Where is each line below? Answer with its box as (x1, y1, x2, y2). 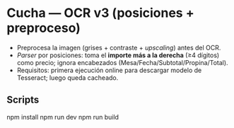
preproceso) (6, 20, 81, 36)
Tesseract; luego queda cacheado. (16, 73, 119, 82)
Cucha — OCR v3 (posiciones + (6, 5, 195, 21)
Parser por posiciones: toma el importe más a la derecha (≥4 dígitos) (16, 51, 220, 59)
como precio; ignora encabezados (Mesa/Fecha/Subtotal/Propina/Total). (16, 58, 228, 66)
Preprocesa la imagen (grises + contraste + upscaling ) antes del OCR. (16, 43, 221, 52)
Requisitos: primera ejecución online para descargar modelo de (16, 66, 202, 74)
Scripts (6, 94, 40, 106)
